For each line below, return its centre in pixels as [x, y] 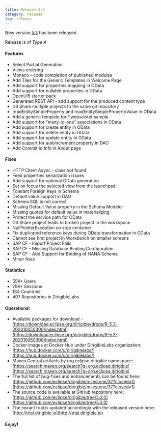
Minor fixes [24, 259]
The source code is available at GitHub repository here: [68, 392]
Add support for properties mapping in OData [58, 85]
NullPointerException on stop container [52, 228]
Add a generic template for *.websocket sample [60, 116]
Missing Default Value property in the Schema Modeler [68, 206]
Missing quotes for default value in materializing [61, 212]
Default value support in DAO [42, 196]
